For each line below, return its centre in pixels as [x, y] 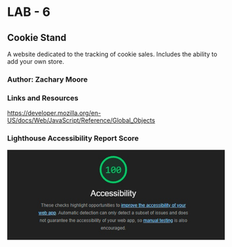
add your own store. [36, 62]
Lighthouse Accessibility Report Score [73, 138]
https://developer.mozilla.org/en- [54, 113]
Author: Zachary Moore [48, 79]
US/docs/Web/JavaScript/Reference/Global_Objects [81, 120]
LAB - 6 [29, 12]
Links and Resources [43, 98]
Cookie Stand [37, 38]
